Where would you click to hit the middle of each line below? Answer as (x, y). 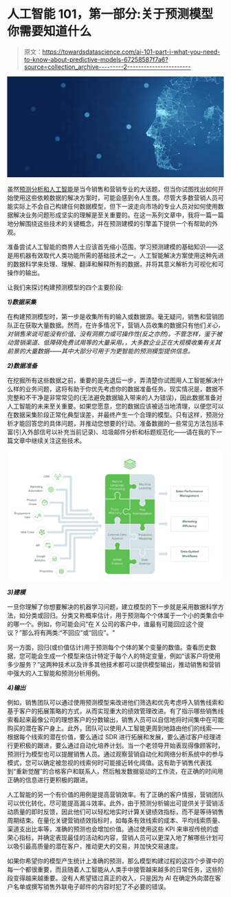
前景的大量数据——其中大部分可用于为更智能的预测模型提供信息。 (101, 351)
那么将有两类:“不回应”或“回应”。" (68, 632)
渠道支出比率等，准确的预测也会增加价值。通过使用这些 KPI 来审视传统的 (110, 829)
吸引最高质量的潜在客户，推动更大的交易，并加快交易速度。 (97, 846)
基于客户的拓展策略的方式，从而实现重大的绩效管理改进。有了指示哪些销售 (112, 711)
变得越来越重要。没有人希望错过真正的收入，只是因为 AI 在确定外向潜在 (114, 878)
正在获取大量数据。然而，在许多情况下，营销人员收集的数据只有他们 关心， (118, 325)
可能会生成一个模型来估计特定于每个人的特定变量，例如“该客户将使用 (123, 656)
